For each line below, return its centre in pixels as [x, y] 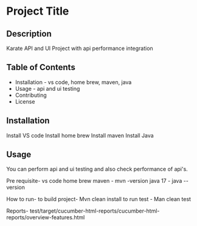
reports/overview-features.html [46, 217]
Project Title [38, 11]
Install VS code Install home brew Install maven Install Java [80, 135]
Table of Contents [41, 67]
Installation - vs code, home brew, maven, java [73, 82]
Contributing [31, 95]
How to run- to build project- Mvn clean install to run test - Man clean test [99, 199]
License [25, 101]
